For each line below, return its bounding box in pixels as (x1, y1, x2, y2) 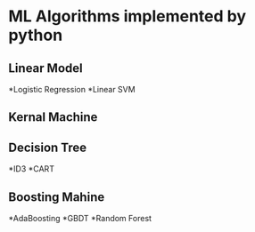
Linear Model (8, 60, 83, 76)
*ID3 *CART (8, 164, 55, 174)
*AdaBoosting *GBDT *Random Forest (8, 213, 152, 224)
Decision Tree (8, 140, 86, 155)
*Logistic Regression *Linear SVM (8, 84, 136, 94)
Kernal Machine (8, 109, 98, 125)
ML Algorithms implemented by (8, 6, 247, 27)
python (8, 25, 63, 45)
